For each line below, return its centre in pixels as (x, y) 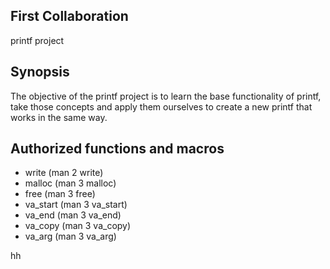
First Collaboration (69, 16)
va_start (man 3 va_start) (76, 205)
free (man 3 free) (60, 194)
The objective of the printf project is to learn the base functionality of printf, (166, 96)
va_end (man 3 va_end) (73, 215)
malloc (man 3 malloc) (70, 183)
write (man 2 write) (64, 173)
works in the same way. (59, 117)
